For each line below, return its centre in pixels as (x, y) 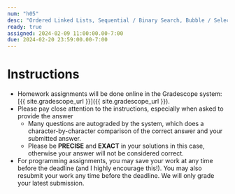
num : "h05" (23, 14)
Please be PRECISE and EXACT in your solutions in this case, (116, 146)
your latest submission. (51, 183)
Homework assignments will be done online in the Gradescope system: (120, 94)
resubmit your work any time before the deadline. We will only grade (116, 176)
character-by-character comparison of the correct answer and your (125, 131)
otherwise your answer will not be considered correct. (106, 153)
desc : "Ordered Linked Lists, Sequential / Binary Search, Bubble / (109, 20)
